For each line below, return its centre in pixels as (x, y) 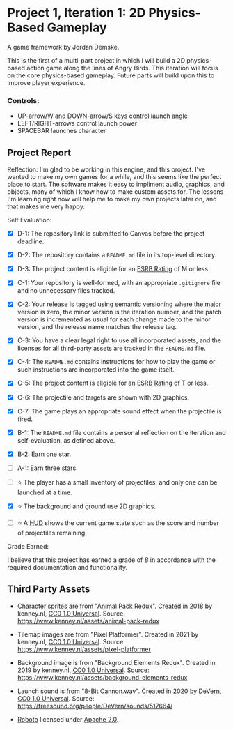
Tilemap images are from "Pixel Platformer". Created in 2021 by (108, 634)
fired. (25, 419)
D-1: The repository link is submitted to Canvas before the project (111, 234)
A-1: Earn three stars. (47, 468)
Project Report (39, 152)
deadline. (31, 241)
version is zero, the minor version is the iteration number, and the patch (120, 312)
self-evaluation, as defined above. (66, 440)
